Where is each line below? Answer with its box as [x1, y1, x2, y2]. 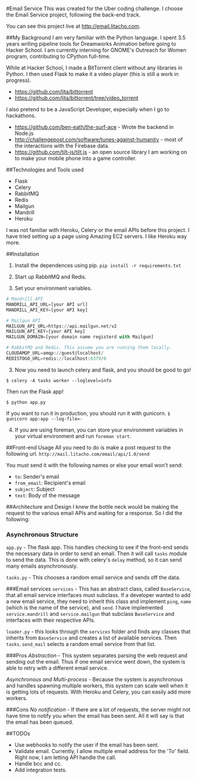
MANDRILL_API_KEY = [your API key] [6, 307, 88, 313]
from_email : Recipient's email [14, 479, 86, 486]
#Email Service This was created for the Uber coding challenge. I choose [6, 5, 183, 12]
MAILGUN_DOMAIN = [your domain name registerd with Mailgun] [6, 334, 154, 340]
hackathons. [6, 112, 36, 119]
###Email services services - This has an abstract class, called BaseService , [6, 585, 192, 592]
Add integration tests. [14, 767, 67, 774]
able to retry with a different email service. [6, 665, 109, 672]
